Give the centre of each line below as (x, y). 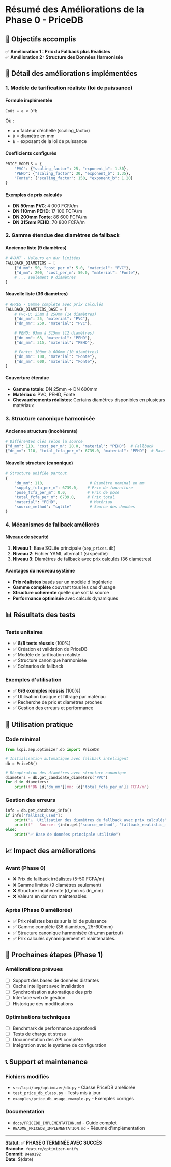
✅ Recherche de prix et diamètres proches (57, 702)
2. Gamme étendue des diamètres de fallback (62, 235)
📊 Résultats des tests (40, 615)
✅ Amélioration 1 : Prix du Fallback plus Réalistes (58, 51)
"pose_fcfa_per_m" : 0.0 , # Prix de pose (67, 492)
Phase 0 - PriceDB (45, 20)
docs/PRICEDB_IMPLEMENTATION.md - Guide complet (65, 1123)
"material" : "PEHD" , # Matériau (64, 502)
